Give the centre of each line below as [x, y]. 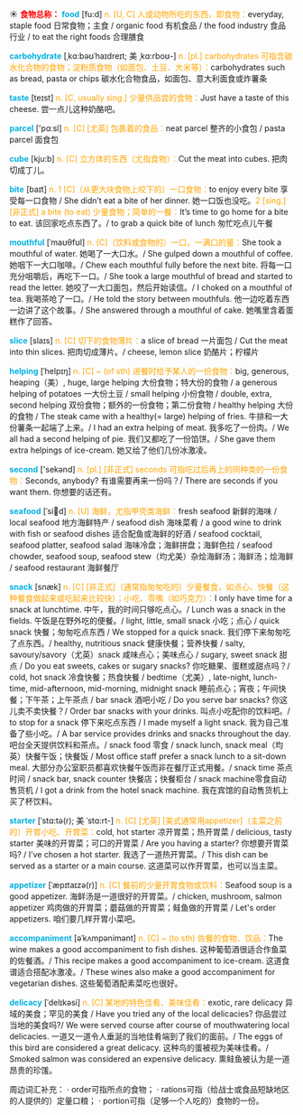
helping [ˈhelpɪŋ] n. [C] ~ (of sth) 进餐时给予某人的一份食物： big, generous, [149, 371]
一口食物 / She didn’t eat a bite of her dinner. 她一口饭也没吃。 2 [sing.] [156, 201]
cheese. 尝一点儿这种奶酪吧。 [65, 109]
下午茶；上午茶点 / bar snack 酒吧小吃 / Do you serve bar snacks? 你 [152, 700]
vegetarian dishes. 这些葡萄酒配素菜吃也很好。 [96, 983]
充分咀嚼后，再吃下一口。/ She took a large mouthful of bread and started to [151, 276]
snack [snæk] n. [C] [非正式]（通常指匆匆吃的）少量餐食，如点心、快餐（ [146, 587]
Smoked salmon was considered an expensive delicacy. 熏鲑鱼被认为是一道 [150, 1059]
